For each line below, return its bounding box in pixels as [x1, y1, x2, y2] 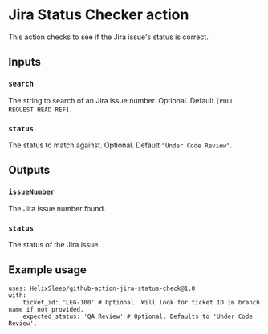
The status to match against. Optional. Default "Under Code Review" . [8, 140, 233, 150]
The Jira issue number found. [8, 203, 106, 213]
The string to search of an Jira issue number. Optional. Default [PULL [8, 95, 234, 105]
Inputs [8, 55, 42, 69]
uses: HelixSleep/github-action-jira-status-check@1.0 [8, 284, 196, 292]
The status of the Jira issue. [8, 239, 101, 249]
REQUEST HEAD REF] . [8, 104, 72, 114]
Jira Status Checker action [8, 6, 189, 24]
